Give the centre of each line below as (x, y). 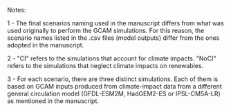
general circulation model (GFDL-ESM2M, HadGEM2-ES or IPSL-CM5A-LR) (114, 93)
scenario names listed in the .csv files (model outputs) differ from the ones (113, 38)
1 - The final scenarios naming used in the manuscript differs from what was (115, 23)
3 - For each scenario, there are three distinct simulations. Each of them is (113, 79)
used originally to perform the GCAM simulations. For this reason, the (106, 31)
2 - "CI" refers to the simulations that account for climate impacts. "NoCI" (112, 58)
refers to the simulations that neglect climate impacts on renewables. (105, 66)
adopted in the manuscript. (46, 45)
